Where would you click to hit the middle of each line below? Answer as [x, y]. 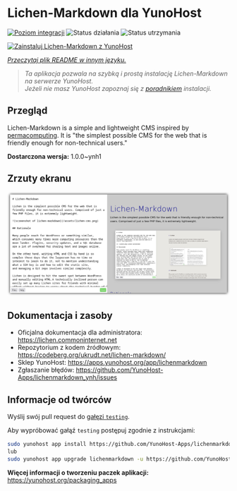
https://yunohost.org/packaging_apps [62, 480]
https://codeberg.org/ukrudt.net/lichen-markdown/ [92, 355]
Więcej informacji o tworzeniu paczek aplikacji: [78, 472]
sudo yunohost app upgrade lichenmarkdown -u [75, 459]
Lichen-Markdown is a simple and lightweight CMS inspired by [98, 128]
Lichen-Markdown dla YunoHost [105, 13]
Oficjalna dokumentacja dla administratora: [80, 332]
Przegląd [28, 111]
